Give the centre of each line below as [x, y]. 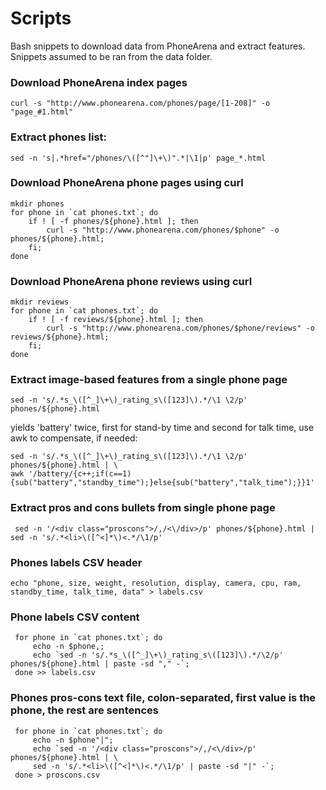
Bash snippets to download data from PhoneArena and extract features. [158, 46]
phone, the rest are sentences [84, 710]
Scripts [41, 18]
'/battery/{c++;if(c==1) [80, 474]
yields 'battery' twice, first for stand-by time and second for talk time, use [162, 428]
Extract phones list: [59, 137]
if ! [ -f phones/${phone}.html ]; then [113, 221]
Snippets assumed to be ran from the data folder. [111, 56]
